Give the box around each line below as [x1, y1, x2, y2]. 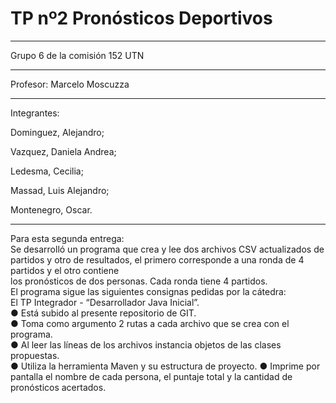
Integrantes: [10, 107, 60, 119]
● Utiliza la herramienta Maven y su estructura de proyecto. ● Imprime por [10, 360, 321, 372]
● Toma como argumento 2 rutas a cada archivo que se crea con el [10, 317, 290, 329]
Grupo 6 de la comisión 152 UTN [10, 49, 145, 61]
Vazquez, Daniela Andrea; [10, 145, 117, 157]
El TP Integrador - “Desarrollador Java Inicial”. [10, 296, 200, 308]
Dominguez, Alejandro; [10, 126, 105, 138]
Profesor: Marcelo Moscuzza [10, 78, 130, 90]
